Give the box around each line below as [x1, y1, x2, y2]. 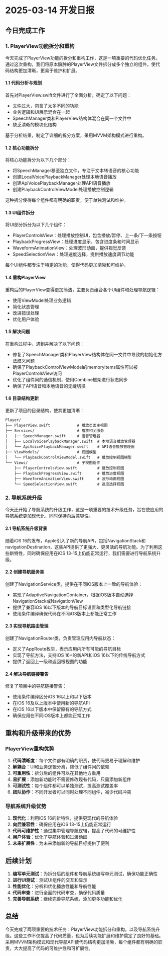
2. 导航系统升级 [5, 494, 43, 501]
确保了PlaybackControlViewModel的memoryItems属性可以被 [12, 364, 138, 370]
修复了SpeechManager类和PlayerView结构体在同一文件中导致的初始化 [12, 351, 158, 357]
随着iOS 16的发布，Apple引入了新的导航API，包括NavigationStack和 [5, 537, 146, 543]
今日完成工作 [5, 26, 45, 35]
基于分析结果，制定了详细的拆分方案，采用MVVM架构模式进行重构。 [5, 132, 147, 138]
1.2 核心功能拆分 [5, 144, 39, 151]
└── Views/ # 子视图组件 [5, 460, 100, 465]
